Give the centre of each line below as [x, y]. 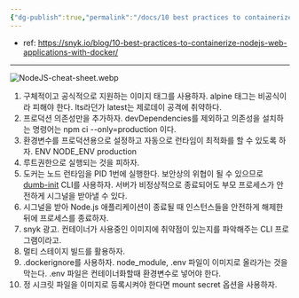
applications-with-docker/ [71, 52]
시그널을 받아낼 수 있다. [87, 195]
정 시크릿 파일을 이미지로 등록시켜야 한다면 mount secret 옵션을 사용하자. [150, 284]
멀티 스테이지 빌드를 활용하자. [74, 251]
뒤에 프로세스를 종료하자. [66, 217]
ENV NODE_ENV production [86, 151]
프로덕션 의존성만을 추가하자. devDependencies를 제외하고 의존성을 [142, 118]
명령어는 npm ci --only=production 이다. [104, 129]
